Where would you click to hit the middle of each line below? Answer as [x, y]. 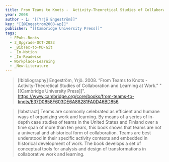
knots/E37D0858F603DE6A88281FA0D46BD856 [68, 102]
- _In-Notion [23, 52]
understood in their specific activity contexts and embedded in [82, 138]
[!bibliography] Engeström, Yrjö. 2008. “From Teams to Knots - [82, 80]
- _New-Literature [29, 66]
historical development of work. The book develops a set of [79, 143]
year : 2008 [17, 15]
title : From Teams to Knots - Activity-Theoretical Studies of [74, 10]
